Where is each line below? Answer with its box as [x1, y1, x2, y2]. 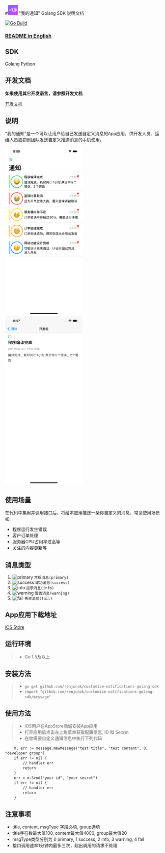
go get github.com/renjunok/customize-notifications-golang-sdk [24, 684, 159, 689]
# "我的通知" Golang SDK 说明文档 [5, 10, 84, 16]
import [24, 689, 38, 694]
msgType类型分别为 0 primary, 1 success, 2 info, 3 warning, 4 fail [12, 836, 144, 842]
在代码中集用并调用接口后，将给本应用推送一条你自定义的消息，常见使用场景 [5, 510, 160, 516]
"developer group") [5, 751, 45, 756]
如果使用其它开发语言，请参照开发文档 [5, 90, 82, 96]
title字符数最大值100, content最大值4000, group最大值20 [12, 830, 127, 836]
